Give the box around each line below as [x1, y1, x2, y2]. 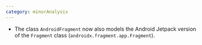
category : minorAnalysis [5, 8, 68, 15]
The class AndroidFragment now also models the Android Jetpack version [14, 25, 197, 32]
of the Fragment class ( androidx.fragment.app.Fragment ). [14, 31, 155, 39]
